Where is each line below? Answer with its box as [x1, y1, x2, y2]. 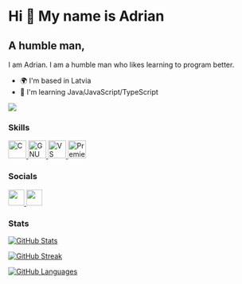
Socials [8, 171, 37, 182]
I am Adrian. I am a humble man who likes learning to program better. [8, 60, 235, 69]
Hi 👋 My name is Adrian [8, 7, 165, 25]
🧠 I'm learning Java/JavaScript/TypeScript [19, 88, 159, 96]
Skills [8, 122, 30, 133]
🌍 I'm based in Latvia [19, 76, 92, 85]
